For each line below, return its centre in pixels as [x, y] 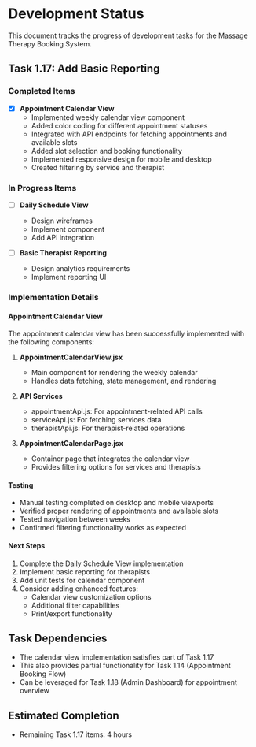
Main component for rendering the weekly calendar [114, 373]
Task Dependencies [58, 639]
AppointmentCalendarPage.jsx [71, 444]
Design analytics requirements [80, 269]
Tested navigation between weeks [75, 519]
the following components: [51, 342]
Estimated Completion [64, 715]
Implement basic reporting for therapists [85, 571]
